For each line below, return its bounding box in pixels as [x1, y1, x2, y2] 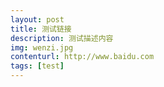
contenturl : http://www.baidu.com [10, 52, 155, 62]
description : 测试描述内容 [10, 33, 114, 43]
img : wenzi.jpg [10, 42, 74, 53]
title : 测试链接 [10, 24, 72, 34]
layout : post [10, 14, 65, 25]
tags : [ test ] [10, 61, 65, 71]
